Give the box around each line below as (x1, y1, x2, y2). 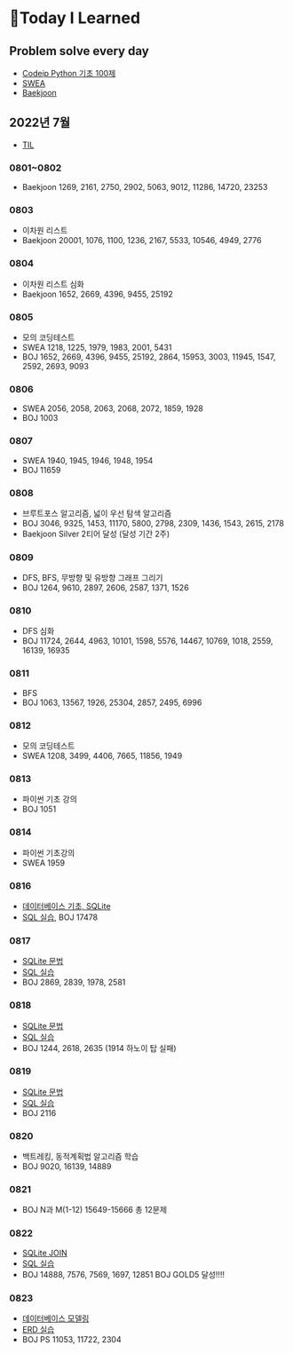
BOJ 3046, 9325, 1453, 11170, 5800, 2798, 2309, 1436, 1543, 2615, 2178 (21, 518, 284, 528)
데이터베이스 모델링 (21, 1313, 90, 1324)
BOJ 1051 (21, 803, 57, 815)
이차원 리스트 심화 (21, 279, 84, 289)
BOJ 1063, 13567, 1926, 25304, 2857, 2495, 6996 (21, 697, 202, 708)
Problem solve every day (9, 44, 149, 59)
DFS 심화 (21, 626, 55, 637)
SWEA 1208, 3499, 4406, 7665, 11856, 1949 (21, 750, 183, 762)
